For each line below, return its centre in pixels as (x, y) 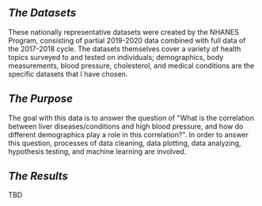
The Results (38, 176)
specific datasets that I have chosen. (68, 73)
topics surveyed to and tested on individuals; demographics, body (116, 57)
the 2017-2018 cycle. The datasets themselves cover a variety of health (125, 49)
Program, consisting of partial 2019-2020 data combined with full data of (127, 40)
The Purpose (41, 99)
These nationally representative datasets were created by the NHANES (123, 32)
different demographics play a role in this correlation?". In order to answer (129, 134)
